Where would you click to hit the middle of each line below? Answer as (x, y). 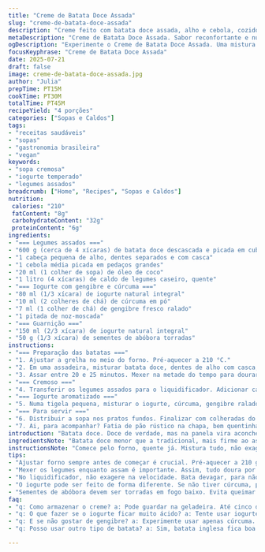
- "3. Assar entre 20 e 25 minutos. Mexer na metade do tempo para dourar (134, 375)
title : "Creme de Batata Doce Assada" (72, 15)
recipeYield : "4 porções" (50, 111)
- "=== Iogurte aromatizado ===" (63, 397)
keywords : (24, 162)
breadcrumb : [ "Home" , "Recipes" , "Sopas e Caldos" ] (95, 191)
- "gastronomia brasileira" (54, 147)
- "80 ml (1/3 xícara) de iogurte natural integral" (97, 294)
